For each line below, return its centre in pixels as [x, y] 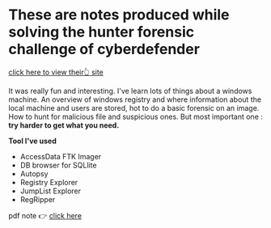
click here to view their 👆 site [56, 72]
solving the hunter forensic [102, 32]
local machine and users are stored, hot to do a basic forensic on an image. [134, 108]
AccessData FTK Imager [61, 156]
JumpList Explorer [51, 191]
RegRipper [38, 199]
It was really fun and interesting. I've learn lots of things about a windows [130, 91]
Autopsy [34, 173]
